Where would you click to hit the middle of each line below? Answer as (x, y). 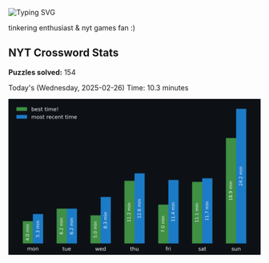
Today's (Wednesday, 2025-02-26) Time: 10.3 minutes (98, 87)
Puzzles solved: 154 (42, 72)
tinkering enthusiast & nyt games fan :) (72, 28)
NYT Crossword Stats (64, 53)
